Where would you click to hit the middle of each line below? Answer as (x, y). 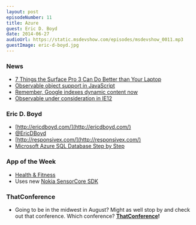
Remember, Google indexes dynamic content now (76, 92)
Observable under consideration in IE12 (64, 98)
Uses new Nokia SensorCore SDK (57, 181)
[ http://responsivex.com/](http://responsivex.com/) (78, 140)
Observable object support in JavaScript (65, 86)
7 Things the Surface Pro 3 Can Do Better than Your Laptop (88, 79)
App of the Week (31, 161)
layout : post (22, 12)
